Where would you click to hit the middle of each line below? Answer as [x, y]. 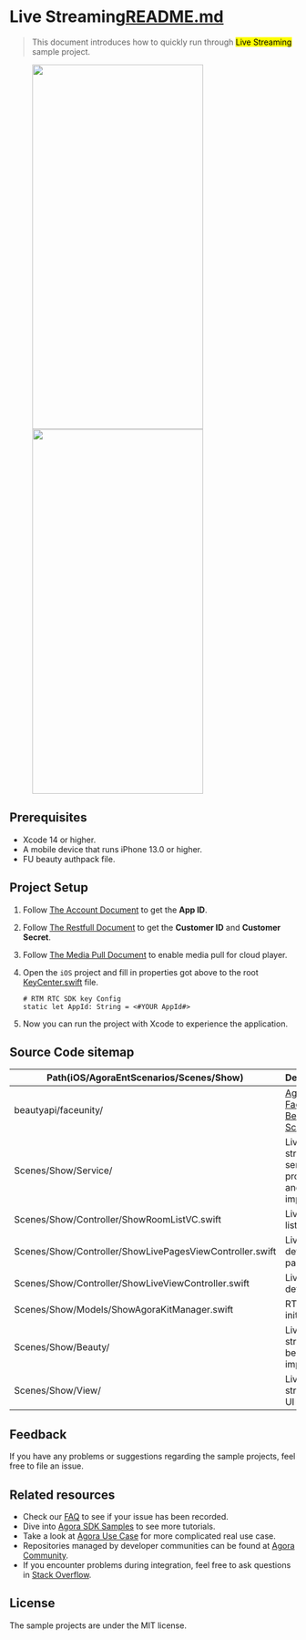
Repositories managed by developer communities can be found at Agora [158, 1546]
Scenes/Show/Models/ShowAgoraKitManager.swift [124, 1310]
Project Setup [49, 887]
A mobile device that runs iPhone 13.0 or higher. [112, 849]
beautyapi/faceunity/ [58, 1110]
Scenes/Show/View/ [58, 1390]
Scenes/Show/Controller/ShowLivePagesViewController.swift [145, 1252]
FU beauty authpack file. [69, 859]
